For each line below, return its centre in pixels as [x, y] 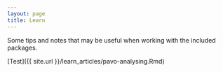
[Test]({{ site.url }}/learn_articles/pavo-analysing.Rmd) [86, 61]
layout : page [26, 14]
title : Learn [26, 20]
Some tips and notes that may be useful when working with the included [111, 40]
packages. [22, 48]
